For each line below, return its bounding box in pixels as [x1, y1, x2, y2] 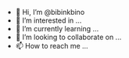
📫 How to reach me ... [15, 42, 88, 50]
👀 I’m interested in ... [15, 16, 82, 25]
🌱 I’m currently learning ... [15, 24, 99, 33]
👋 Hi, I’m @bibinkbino [15, 8, 85, 16]
